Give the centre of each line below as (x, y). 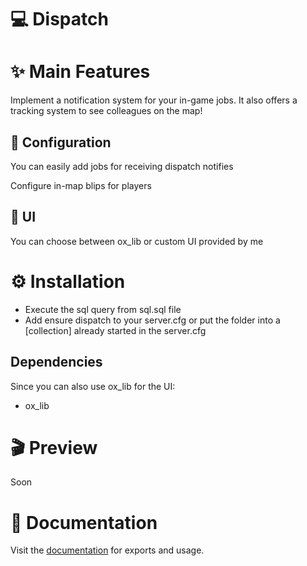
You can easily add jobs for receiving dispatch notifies (122, 166)
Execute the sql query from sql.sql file (103, 309)
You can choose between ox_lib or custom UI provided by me (137, 241)
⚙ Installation (68, 281)
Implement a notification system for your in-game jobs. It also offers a (154, 100)
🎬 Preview (54, 447)
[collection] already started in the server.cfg (115, 330)
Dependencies (56, 362)
